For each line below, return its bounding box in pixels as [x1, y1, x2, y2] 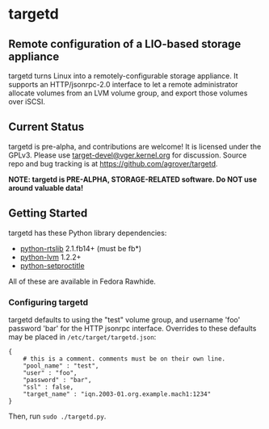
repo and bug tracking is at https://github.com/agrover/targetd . [8, 158, 218, 168]
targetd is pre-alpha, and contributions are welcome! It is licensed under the [8, 141, 262, 151]
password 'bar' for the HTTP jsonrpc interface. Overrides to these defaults [8, 323, 257, 333]
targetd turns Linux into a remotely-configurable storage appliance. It [8, 71, 238, 81]
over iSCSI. [8, 97, 46, 106]
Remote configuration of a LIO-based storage [8, 37, 242, 51]
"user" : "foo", [23, 368, 78, 376]
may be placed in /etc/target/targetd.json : [8, 332, 157, 342]
